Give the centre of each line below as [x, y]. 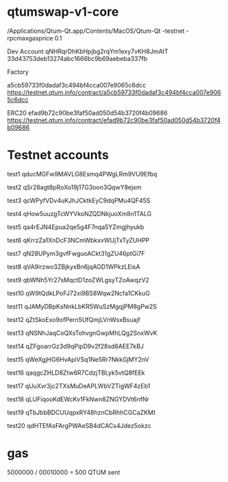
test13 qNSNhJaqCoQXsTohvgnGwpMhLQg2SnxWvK [82, 333]
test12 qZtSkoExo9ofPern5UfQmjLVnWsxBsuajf [74, 319]
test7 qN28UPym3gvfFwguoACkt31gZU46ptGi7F [76, 253]
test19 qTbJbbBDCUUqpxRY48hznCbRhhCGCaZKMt [81, 412]
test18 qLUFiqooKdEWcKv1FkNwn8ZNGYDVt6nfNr [78, 399]
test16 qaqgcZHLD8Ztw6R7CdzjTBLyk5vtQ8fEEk [76, 373]
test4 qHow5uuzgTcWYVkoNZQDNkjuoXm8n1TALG [79, 213]
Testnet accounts [58, 155]
